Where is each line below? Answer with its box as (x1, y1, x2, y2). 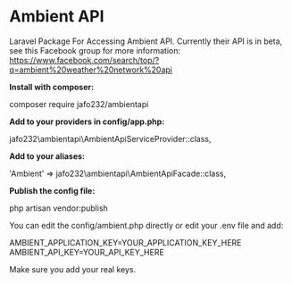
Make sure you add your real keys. (9, 263, 137, 274)
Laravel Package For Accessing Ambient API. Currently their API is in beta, (9, 36, 283, 46)
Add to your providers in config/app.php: (9, 116, 165, 127)
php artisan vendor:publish (9, 203, 109, 213)
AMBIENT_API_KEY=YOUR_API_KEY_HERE (9, 246, 165, 257)
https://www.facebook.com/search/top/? (9, 54, 160, 65)
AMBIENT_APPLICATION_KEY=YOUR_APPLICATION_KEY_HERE (9, 237, 242, 247)
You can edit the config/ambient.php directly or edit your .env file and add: (9, 220, 284, 230)
